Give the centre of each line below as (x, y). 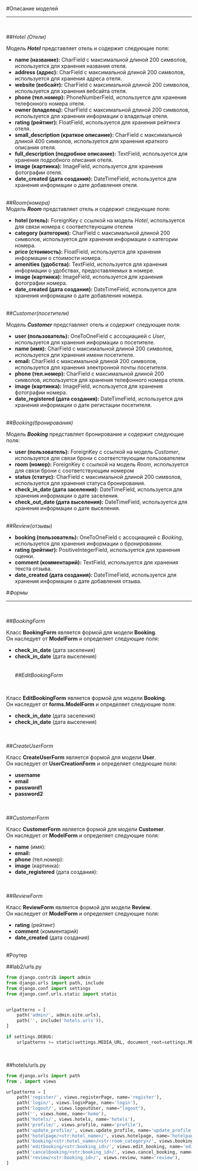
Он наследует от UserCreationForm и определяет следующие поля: (92, 764)
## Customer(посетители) (38, 313)
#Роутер (17, 955)
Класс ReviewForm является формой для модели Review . (79, 907)
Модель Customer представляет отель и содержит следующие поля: (93, 325)
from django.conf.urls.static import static (62, 994)
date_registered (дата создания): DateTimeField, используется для (99, 399)
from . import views (32, 1081)
